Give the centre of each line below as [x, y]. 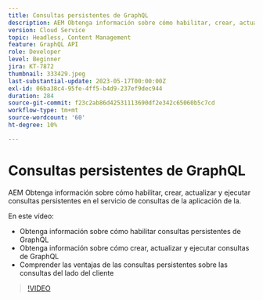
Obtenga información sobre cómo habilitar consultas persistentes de [130, 231]
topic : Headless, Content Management [70, 37]
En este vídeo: [31, 216]
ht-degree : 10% [33, 125]
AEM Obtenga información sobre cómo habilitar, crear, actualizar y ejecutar [130, 192]
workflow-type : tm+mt [43, 111]
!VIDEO [39, 288]
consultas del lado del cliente [67, 273]
